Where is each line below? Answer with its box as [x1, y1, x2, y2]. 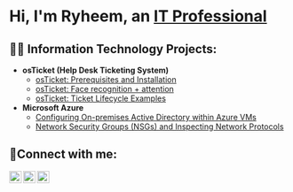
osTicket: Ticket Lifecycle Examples [35, 93, 167, 104]
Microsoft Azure [21, 103, 84, 112]
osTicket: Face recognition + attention [35, 84, 175, 94]
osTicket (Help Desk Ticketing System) [21, 65, 170, 75]
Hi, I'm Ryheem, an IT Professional [9, 6, 268, 27]
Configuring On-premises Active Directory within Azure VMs [35, 112, 257, 122]
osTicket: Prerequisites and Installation [35, 74, 178, 85]
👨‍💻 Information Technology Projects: [9, 42, 218, 57]
